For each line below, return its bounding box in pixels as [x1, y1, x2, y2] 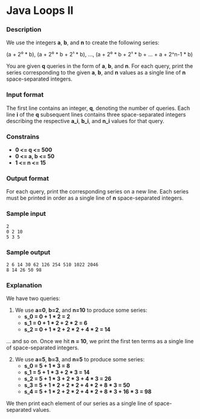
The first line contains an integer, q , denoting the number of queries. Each [6, 104, 190, 112]
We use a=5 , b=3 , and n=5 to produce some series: [15, 356, 145, 363]
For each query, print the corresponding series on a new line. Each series [6, 188, 189, 195]
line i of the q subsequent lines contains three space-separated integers [6, 110, 186, 118]
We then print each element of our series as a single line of [6, 400, 153, 407]
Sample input [6, 210, 47, 218]
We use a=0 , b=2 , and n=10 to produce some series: [15, 307, 148, 314]
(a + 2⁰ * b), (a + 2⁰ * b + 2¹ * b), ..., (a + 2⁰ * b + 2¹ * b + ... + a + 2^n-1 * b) [6, 51, 193, 58]
